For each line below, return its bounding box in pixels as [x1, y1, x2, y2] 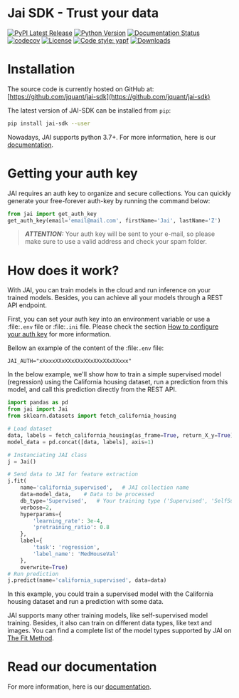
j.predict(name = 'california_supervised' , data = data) [7, 577, 167, 584]
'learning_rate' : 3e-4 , [33, 517, 103, 525]
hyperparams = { [20, 510, 62, 518]
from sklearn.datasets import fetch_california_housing [7, 412, 176, 420]
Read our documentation [7, 659, 157, 675]
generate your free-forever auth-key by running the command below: [7, 196, 211, 205]
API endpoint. [7, 301, 48, 309]
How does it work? [7, 262, 119, 279]
